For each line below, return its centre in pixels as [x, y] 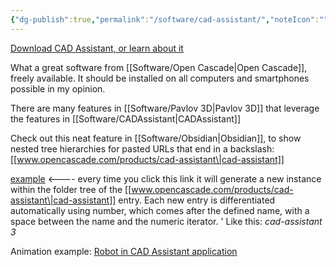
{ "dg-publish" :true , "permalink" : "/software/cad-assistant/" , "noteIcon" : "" [169, 19]
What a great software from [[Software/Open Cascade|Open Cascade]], [159, 67]
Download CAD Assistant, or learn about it [97, 48]
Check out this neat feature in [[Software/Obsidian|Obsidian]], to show [156, 138]
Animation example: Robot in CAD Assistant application [124, 251]
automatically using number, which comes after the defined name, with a [160, 210]
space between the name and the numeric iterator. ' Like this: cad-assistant [166, 221]
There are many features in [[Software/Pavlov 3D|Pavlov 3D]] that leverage [165, 108]
